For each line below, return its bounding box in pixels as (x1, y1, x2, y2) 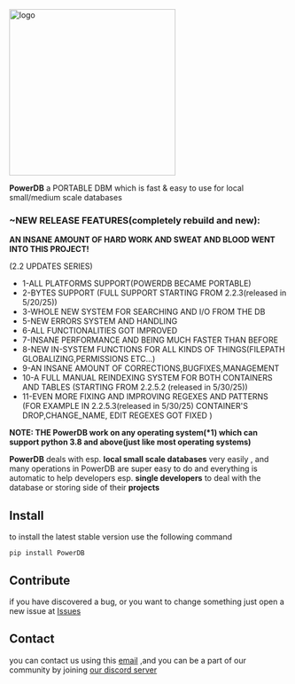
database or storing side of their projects (9, 483, 160, 493)
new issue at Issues (9, 605, 82, 616)
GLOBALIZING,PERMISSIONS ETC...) (21, 354, 156, 365)
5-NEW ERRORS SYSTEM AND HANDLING (21, 316, 178, 326)
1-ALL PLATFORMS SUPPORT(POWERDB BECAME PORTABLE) (21, 279, 252, 289)
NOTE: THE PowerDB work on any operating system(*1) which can (9, 428, 259, 438)
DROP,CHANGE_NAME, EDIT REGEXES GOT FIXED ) (21, 410, 213, 421)
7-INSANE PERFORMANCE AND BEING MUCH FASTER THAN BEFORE (21, 334, 279, 345)
